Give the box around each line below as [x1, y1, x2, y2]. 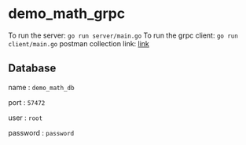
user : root [8, 113, 43, 122]
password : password [8, 128, 75, 137]
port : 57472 [8, 97, 46, 107]
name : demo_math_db [8, 82, 75, 92]
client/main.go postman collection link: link [8, 38, 149, 48]
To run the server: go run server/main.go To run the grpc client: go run [8, 31, 238, 40]
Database [8, 62, 57, 75]
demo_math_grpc [8, 5, 126, 23]
